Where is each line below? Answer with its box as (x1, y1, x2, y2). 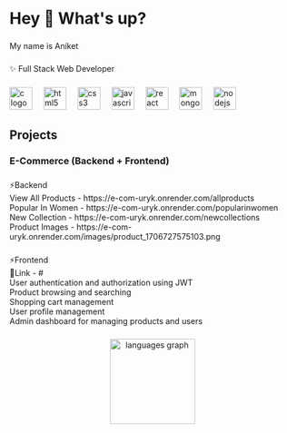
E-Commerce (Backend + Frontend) (9, 154, 170, 167)
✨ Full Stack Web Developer (9, 64, 115, 74)
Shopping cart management (9, 297, 114, 308)
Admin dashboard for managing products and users (9, 316, 203, 327)
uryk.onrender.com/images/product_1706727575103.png (9, 231, 221, 242)
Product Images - (9, 221, 75, 232)
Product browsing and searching (9, 287, 132, 298)
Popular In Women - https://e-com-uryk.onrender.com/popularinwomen (9, 202, 279, 213)
